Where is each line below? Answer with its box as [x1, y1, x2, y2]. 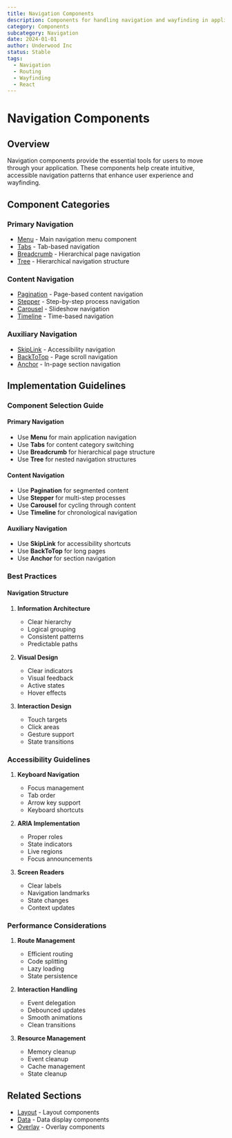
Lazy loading [27, 964, 64, 973]
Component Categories [7, 199, 110, 210]
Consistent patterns [27, 632, 84, 641]
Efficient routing [27, 950, 74, 958]
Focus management [27, 783, 84, 792]
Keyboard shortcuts [27, 805, 84, 814]
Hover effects [27, 688, 67, 697]
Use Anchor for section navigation [17, 554, 116, 562]
